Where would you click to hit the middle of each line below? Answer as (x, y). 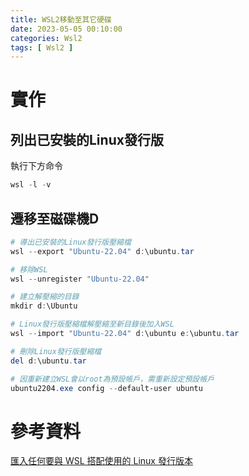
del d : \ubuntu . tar (48, 361)
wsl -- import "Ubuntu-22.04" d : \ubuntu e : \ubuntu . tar (125, 334)
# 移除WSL (29, 269)
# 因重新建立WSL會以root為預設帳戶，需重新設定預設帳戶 (112, 379)
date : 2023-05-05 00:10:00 (66, 29)
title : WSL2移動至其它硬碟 (61, 19)
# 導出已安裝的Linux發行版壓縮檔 (71, 242)
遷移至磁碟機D (55, 218)
